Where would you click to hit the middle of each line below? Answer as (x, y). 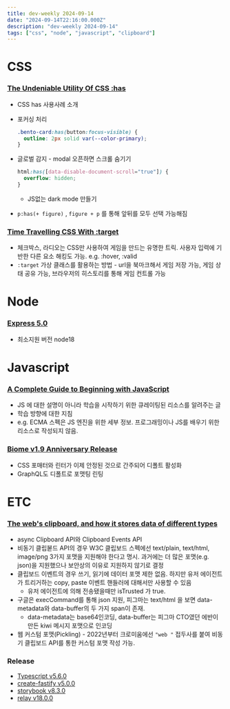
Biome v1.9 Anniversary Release (62, 449)
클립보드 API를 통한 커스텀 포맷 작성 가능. (80, 643)
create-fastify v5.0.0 (46, 683)
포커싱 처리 (32, 119)
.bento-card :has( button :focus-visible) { (77, 132)
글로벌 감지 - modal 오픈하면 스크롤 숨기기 (74, 159)
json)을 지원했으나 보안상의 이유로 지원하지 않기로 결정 (90, 566)
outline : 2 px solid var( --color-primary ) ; (85, 139)
